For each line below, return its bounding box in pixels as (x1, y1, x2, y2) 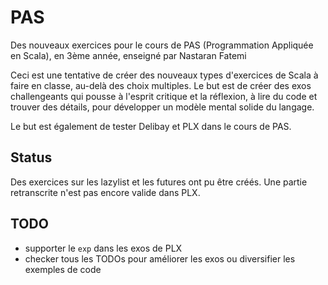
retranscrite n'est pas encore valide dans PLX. (10, 186, 201, 198)
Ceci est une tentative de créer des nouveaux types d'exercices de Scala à (10, 69, 319, 81)
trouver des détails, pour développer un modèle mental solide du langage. (10, 101, 315, 113)
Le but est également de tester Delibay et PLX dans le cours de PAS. (10, 120, 292, 132)
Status (10, 149, 53, 166)
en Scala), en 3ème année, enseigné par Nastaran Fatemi (10, 49, 247, 61)
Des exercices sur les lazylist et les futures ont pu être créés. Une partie (10, 176, 308, 188)
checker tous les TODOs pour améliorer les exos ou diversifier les (24, 252, 296, 265)
